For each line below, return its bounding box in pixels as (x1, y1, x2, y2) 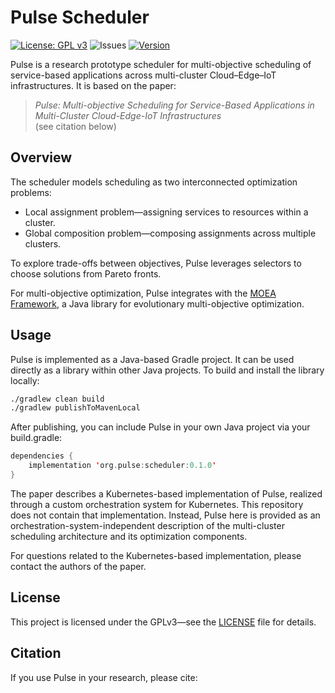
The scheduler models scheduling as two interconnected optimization (10, 176, 298, 188)
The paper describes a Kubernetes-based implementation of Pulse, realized (10, 487, 323, 500)
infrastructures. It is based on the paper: (10, 79, 177, 91)
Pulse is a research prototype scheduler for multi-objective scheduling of (10, 58, 312, 70)
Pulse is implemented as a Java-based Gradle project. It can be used (10, 353, 295, 365)
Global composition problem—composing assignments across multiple (24, 227, 317, 239)
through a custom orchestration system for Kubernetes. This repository (10, 498, 304, 510)
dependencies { (10, 451, 74, 461)
